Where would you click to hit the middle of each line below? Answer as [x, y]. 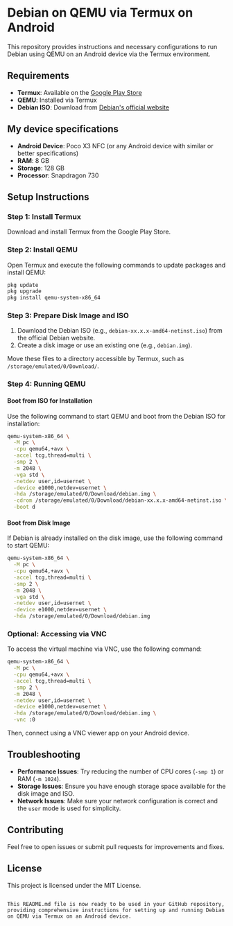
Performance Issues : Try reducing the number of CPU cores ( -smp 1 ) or [120, 771]
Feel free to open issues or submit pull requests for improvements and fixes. [116, 846]
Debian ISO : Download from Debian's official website [93, 107]
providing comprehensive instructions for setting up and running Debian [116, 910]
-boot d [25, 507]
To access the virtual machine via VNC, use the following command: [105, 649]
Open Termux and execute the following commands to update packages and [116, 265]
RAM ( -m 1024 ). [39, 778]
